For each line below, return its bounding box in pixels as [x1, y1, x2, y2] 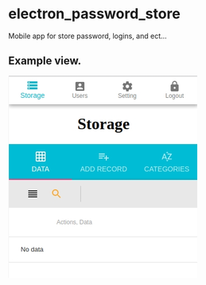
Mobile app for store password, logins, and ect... [8, 31, 167, 41]
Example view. [8, 54, 82, 68]
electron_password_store [8, 5, 181, 23]
